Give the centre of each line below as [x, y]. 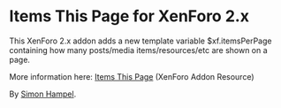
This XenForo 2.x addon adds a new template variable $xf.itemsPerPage [140, 41]
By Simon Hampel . [43, 94]
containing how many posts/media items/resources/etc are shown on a [138, 50]
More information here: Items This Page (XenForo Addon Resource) [132, 76]
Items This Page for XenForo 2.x [129, 16]
